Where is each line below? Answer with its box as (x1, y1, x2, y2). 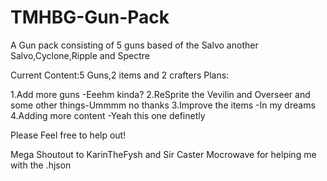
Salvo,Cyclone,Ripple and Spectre (10, 49, 150, 61)
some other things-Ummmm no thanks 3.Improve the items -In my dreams (10, 99, 316, 111)
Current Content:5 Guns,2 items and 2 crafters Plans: (10, 69, 230, 81)
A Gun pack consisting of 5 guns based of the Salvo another (10, 39, 259, 51)
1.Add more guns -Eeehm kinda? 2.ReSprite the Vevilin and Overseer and (10, 88, 311, 100)
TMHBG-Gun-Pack (10, 6, 170, 29)
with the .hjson (10, 159, 72, 171)
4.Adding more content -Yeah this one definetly (10, 109, 206, 121)
